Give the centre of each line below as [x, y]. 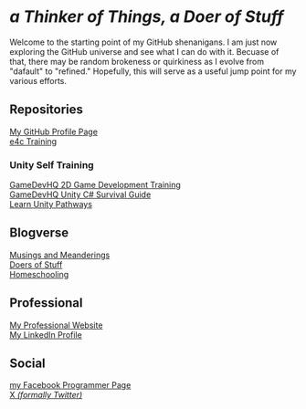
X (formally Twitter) [46, 395]
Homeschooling [39, 274]
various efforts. [38, 80]
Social [27, 364]
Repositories [47, 110]
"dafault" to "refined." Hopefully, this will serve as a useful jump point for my [153, 71]
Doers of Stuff [36, 264]
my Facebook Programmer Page [70, 385]
